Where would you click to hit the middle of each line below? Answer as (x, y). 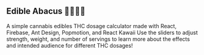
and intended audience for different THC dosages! (70, 45)
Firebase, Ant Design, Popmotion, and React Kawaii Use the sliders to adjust (102, 32)
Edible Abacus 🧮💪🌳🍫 (46, 11)
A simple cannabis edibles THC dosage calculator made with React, (92, 26)
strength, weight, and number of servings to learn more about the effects (98, 39)
